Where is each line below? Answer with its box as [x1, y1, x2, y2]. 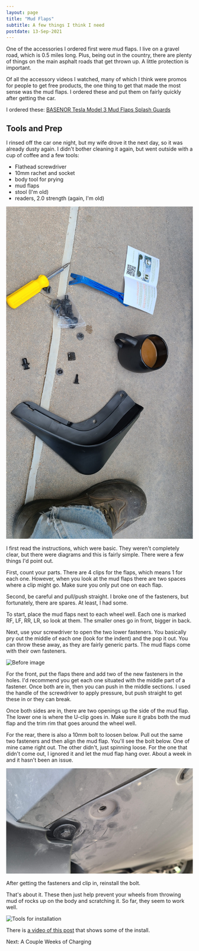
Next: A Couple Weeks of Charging [6, 938, 92, 945]
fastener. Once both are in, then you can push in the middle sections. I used [6, 683, 191, 691]
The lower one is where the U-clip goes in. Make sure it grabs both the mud [6, 714, 191, 721]
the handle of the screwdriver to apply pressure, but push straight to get [6, 689, 182, 696]
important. [6, 64, 31, 71]
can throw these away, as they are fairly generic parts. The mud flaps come [6, 641, 191, 648]
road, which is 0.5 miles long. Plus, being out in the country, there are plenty [6, 52, 192, 59]
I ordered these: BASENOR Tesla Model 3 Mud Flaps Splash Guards [6, 106, 171, 113]
